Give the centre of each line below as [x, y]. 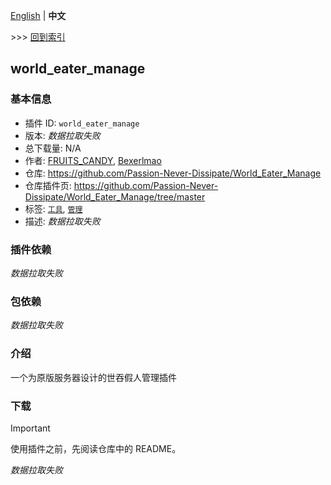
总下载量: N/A [53, 148]
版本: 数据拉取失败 [62, 135]
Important [30, 428]
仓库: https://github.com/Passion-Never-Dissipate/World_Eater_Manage [173, 173]
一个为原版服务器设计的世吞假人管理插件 [93, 377]
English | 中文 [38, 15]
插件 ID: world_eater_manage [82, 123]
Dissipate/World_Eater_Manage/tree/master [115, 196]
